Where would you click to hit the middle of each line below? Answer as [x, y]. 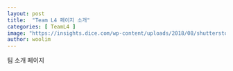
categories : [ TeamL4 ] [42, 26]
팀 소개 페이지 [26, 61]
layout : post [26, 14]
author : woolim [29, 40]
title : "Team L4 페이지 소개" [49, 20]
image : [17, 33]
